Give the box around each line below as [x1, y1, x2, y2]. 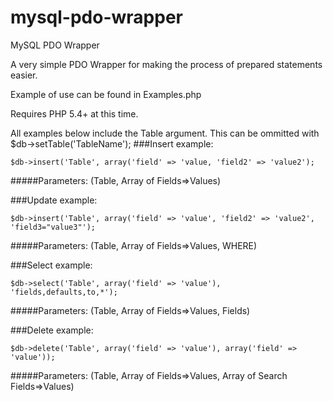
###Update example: [10, 194, 98, 206]
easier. [10, 69, 38, 81]
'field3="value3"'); [10, 222, 97, 232]
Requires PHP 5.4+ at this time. [10, 107, 139, 120]
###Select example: [10, 259, 93, 271]
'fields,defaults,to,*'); [10, 287, 118, 297]
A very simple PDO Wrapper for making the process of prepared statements [10, 58, 323, 70]
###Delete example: [10, 324, 94, 336]
